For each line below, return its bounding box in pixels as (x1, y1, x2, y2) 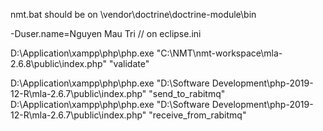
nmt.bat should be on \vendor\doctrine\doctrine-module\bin (10, 9, 257, 20)
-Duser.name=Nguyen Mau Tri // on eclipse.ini (10, 28, 202, 39)
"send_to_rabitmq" (148, 88, 226, 99)
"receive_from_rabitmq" (148, 109, 247, 121)
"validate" (108, 58, 150, 69)
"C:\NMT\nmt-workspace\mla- (156, 47, 283, 59)
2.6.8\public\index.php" (10, 58, 107, 69)
